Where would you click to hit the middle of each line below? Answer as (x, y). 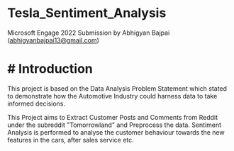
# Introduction (50, 69)
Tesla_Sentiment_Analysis (87, 13)
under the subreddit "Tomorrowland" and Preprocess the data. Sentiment (115, 125)
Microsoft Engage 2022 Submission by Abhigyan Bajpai (89, 33)
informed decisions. (37, 104)
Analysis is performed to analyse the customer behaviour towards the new (116, 132)
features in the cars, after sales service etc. (71, 140)
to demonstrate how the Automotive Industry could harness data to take (112, 96)
